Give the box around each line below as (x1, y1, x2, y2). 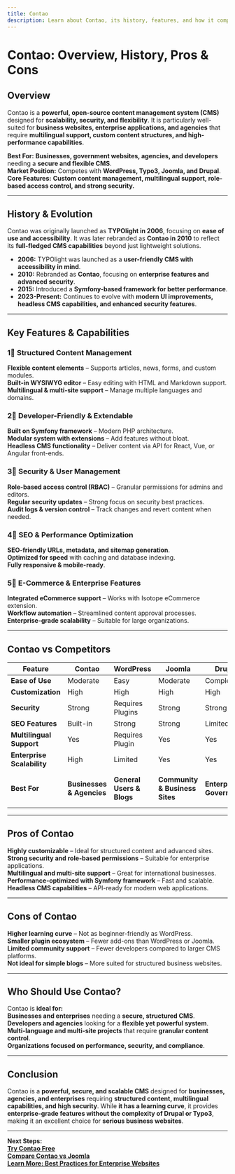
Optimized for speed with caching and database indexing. (7, 553, 176, 561)
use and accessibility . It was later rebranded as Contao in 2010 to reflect (7, 234, 220, 242)
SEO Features (10, 719, 57, 728)
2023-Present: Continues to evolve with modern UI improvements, (17, 292, 213, 301)
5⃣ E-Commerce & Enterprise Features (7, 578, 141, 588)
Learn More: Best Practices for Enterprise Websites (7, 1159, 160, 1168)
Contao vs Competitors (7, 643, 111, 655)
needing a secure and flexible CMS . (7, 159, 112, 167)
